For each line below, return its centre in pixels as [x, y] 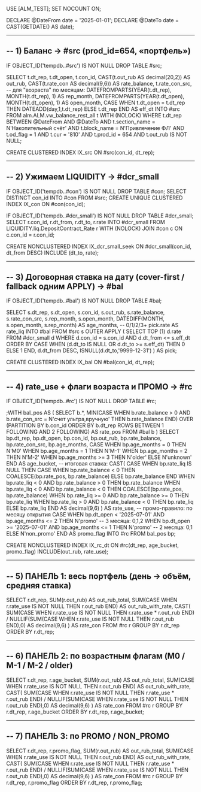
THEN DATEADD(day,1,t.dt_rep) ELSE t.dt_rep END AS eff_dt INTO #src [93, 109]
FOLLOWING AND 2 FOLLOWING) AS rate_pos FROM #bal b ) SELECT [93, 432]
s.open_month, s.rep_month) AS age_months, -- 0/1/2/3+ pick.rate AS [92, 325]
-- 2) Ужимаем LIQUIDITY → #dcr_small [83, 177]
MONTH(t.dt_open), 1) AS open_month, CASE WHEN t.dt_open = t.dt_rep [96, 102]
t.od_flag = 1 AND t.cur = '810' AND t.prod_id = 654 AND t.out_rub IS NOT [97, 134]
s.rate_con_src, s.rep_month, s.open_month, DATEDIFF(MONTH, [85, 319]
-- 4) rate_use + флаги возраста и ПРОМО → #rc [99, 387]
